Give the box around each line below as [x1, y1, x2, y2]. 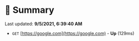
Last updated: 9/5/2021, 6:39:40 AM [5, 21, 83, 27]
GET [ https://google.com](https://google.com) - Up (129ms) [12, 30, 134, 36]
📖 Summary [5, 4, 54, 16]
